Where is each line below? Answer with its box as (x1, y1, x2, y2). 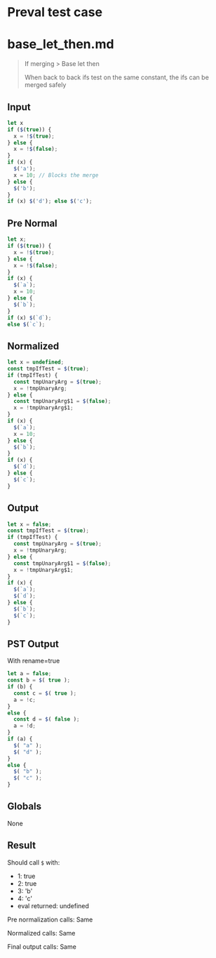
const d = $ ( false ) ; (13, 716, 80, 723)
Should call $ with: (7, 858, 60, 867)
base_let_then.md (7, 36, 114, 53)
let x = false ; (7, 521, 52, 528)
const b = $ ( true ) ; (7, 677, 71, 684)
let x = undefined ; (7, 359, 65, 366)
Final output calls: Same (7, 942, 77, 951)
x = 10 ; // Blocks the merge (13, 171, 99, 179)
